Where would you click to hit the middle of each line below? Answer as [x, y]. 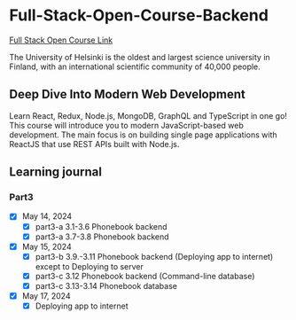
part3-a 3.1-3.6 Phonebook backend [101, 226]
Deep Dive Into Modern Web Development [127, 94]
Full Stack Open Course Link [61, 40]
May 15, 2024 [47, 246]
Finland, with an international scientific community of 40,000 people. [135, 66]
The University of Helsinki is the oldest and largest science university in [140, 57]
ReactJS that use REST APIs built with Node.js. [94, 144]
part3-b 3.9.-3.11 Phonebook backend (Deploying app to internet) [154, 256]
